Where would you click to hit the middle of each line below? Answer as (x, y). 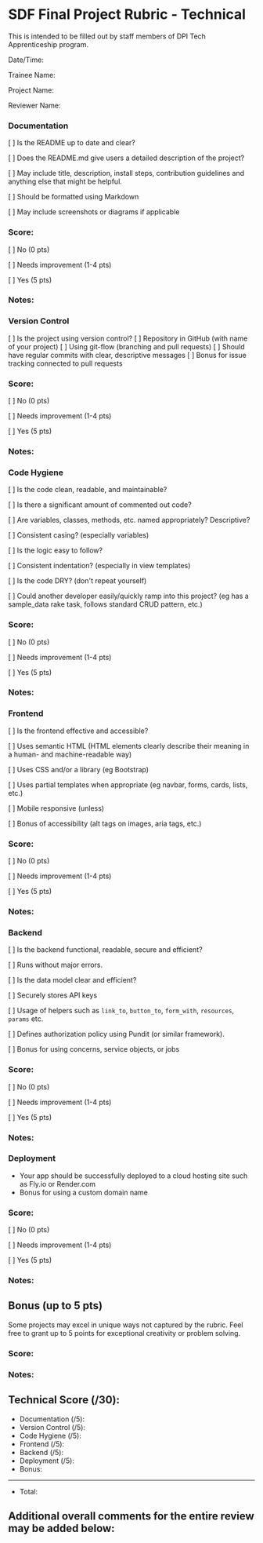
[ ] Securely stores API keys (53, 995)
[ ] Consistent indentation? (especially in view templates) (99, 566)
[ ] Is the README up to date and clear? (72, 143)
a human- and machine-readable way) (70, 754)
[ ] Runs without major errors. (56, 965)
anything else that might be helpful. (65, 181)
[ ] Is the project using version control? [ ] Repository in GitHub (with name (128, 338)
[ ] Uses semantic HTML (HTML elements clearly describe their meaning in (129, 746)
